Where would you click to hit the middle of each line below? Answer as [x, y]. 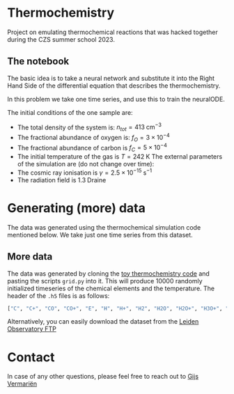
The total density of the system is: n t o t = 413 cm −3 [89, 127]
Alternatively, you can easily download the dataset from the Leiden [103, 322]
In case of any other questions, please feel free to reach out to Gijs [103, 377]
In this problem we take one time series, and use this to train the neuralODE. [116, 99]
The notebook [38, 62]
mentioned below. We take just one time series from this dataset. [100, 235]
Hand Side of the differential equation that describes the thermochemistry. [114, 86]
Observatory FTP [32, 329]
